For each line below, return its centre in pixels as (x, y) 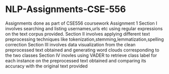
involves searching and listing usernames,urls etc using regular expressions (84, 28)
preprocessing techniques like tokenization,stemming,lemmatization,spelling (84, 39)
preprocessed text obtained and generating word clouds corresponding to (82, 50)
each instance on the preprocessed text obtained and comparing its (76, 60)
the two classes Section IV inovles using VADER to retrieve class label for (81, 55)
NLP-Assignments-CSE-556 (66, 9)
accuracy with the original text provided (47, 66)
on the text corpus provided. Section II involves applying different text (78, 34)
